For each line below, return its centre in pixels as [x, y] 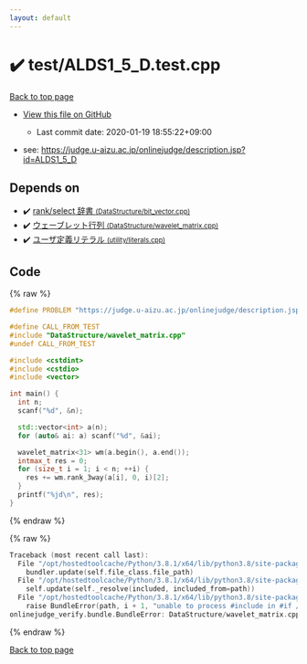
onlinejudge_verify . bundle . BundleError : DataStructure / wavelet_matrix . [148, 614]
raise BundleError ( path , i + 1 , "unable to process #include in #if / [163, 606]
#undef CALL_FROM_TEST [53, 343]
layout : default [40, 18]
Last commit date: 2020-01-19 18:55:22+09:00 [124, 132]
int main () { [34, 394]
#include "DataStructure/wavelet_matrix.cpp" [97, 335]
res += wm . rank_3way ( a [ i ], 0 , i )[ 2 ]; [98, 478]
